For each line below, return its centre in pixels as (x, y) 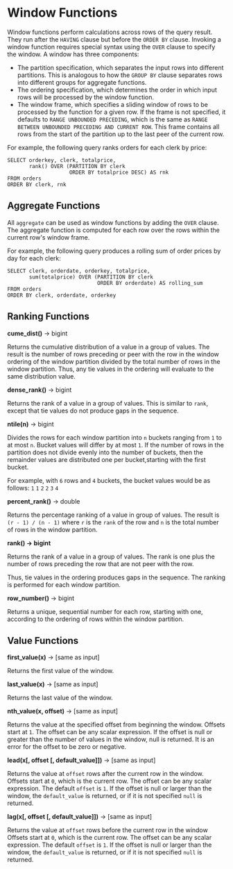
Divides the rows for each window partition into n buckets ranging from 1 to (114, 437)
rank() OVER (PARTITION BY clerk (77, 166)
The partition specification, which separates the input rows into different (120, 67)
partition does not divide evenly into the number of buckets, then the (105, 452)
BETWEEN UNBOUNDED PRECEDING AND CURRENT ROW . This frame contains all (118, 126)
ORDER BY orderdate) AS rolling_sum (150, 283)
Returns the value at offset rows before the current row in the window (107, 830)
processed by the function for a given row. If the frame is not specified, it (121, 112)
